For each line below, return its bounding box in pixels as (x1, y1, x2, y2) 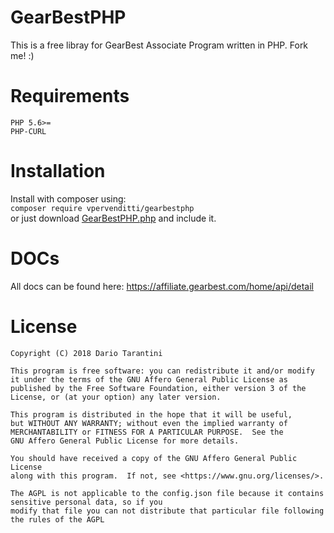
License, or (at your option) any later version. (10, 392, 222, 402)
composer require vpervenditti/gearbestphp (10, 203, 195, 213)
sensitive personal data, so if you (10, 497, 163, 507)
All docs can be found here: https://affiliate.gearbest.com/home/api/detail (10, 280, 314, 292)
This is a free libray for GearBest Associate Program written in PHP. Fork (10, 39, 309, 51)
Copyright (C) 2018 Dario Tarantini (10, 348, 163, 358)
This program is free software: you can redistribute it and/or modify (10, 366, 315, 376)
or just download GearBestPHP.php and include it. (10, 212, 217, 224)
